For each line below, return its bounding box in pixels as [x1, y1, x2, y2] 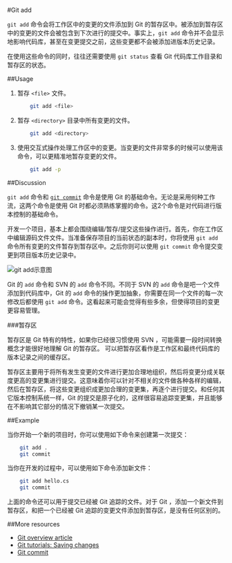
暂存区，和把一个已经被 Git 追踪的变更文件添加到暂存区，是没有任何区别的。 [7, 506, 224, 515]
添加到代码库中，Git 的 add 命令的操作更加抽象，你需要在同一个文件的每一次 [7, 289, 223, 297]
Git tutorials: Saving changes [17, 541, 99, 549]
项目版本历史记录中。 [19, 251, 80, 259]
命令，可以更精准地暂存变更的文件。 [17, 152, 121, 160]
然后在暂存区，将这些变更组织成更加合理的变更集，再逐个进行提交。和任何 [7, 384, 219, 393]
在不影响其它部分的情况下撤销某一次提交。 [7, 402, 128, 411]
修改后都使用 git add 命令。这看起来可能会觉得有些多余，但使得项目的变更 [7, 297, 220, 305]
